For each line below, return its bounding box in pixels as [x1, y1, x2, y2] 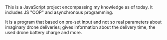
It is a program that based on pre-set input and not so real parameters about [5, 19, 162, 25]
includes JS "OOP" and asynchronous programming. [5, 9, 114, 15]
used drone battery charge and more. [5, 30, 82, 35]
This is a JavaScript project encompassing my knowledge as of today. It [5, 4, 153, 10]
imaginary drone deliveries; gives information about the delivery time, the [5, 24, 156, 30]
